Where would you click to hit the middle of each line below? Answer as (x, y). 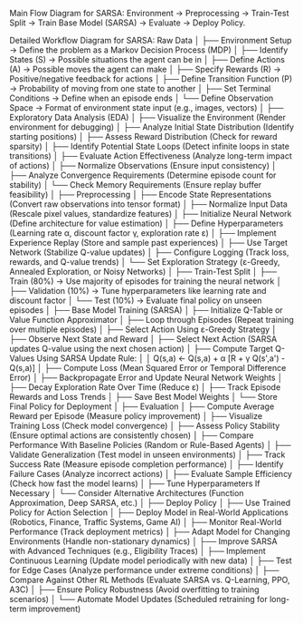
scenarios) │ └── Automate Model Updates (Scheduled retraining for (139, 599)
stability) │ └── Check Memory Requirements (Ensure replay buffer (136, 185)
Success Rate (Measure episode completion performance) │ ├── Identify (147, 464)
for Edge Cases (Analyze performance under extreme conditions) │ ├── (144, 570)
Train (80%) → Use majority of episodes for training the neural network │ (146, 281)
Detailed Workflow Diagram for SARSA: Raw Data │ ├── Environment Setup (151, 40)
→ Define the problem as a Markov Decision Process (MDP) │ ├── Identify (149, 50)
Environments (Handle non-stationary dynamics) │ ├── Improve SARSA (143, 541)
